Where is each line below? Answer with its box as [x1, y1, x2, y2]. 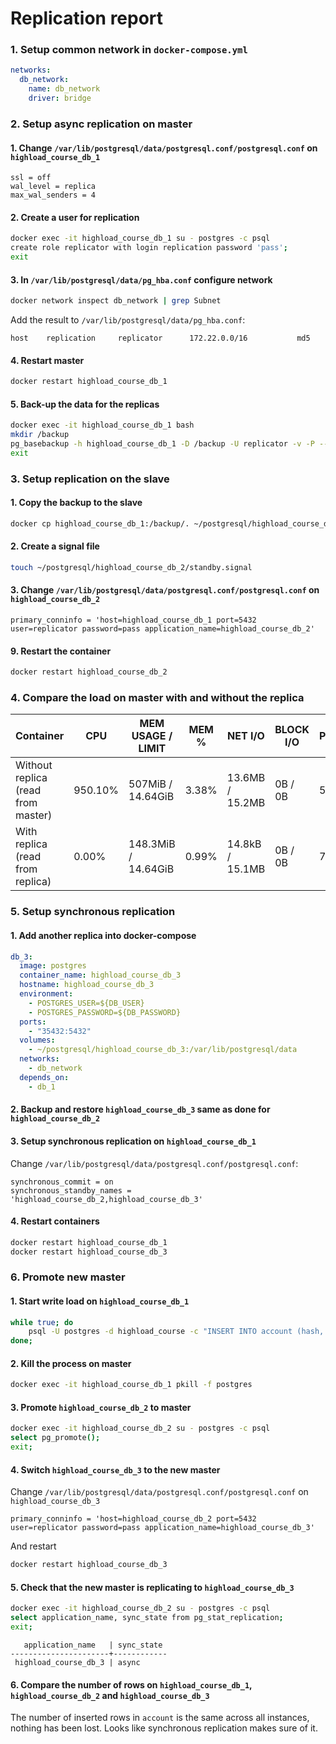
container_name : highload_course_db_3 [19, 970, 182, 981]
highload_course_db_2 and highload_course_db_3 [10, 1689, 210, 1701]
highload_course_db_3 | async [14, 1658, 141, 1668]
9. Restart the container [10, 645, 112, 657]
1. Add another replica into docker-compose [10, 929, 197, 941]
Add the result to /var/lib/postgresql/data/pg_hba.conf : [10, 314, 246, 326]
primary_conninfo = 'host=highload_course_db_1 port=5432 [10, 615, 257, 626]
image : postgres [19, 961, 87, 971]
